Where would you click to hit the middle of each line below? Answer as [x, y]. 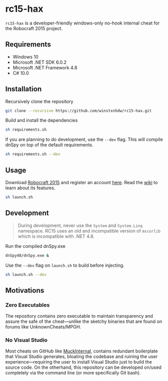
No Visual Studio [26, 340]
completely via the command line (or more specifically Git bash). [73, 373]
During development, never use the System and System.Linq [80, 225]
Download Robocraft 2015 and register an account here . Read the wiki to [82, 182]
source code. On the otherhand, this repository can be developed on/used [83, 367]
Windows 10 [26, 57]
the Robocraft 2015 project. [34, 28]
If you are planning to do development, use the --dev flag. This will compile [84, 139]
